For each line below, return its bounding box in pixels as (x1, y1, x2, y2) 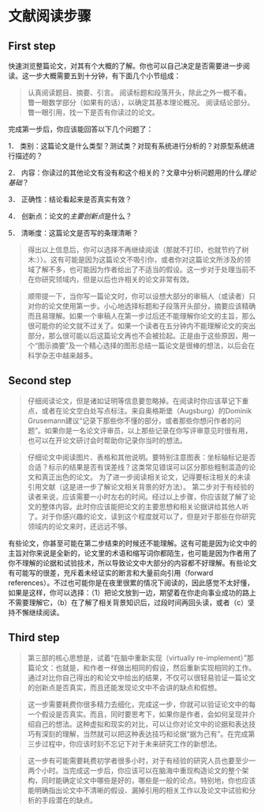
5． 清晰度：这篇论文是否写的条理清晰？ (8, 228, 140, 237)
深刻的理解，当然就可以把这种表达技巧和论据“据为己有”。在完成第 (41, 729, 256, 738)
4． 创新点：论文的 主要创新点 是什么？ (8, 211, 132, 221)
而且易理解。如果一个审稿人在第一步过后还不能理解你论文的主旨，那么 (27, 312, 256, 320)
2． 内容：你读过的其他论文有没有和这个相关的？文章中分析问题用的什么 (8, 168, 243, 177)
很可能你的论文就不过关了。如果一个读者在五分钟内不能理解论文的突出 (27, 321, 256, 330)
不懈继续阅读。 (14, 607, 64, 617)
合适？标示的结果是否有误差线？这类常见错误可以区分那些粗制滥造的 (27, 462, 249, 471)
